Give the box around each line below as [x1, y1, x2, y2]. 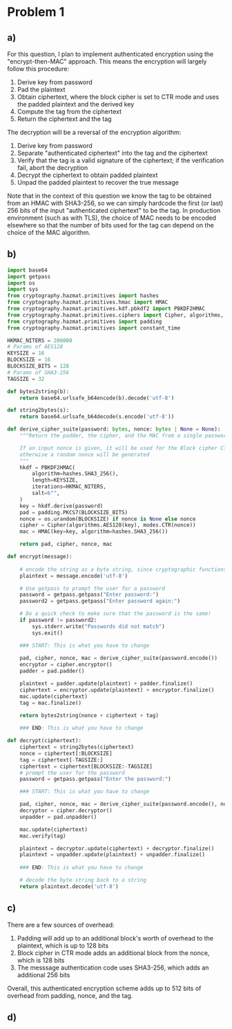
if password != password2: [19, 616, 97, 624]
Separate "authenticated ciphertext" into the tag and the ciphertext [17, 149, 209, 157]
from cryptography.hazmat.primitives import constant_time [7, 324, 181, 332]
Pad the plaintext [17, 86, 66, 93]
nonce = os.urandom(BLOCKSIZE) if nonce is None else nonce [19, 516, 196, 522]
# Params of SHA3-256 [7, 369, 70, 376]
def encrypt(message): [7, 554, 72, 560]
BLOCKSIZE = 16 [7, 357, 51, 364]
